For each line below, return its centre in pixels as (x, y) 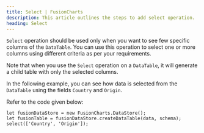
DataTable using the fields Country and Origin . (64, 90)
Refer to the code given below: (45, 102)
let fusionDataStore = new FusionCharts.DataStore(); (76, 113)
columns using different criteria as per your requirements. (79, 54)
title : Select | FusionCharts (45, 12)
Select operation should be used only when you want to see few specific (98, 41)
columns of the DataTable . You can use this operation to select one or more (101, 47)
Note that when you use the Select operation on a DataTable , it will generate (102, 65)
